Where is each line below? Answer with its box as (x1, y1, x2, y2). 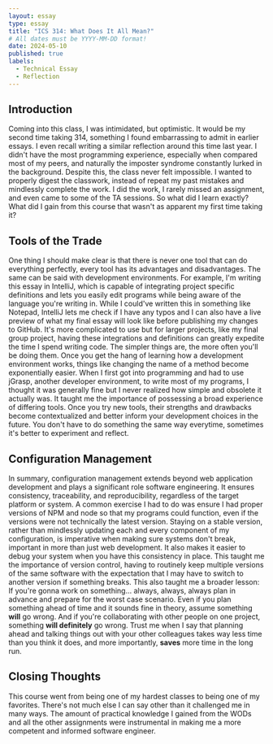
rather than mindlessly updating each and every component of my (8, 525, 230, 535)
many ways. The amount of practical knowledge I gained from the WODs (8, 708, 252, 718)
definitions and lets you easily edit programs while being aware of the (8, 290, 241, 300)
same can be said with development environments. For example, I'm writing (8, 273, 262, 283)
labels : (8, 58, 35, 66)
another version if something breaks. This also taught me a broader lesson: (8, 577, 260, 587)
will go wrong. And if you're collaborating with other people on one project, (8, 611, 261, 622)
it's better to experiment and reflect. (8, 429, 129, 438)
